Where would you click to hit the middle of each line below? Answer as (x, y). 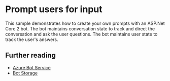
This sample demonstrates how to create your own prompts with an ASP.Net (85, 23)
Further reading (30, 55)
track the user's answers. (32, 39)
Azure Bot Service (31, 67)
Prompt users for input (54, 9)
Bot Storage (25, 73)
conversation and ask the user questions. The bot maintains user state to (81, 34)
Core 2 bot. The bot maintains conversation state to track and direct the (80, 28)
